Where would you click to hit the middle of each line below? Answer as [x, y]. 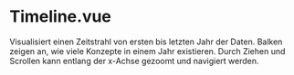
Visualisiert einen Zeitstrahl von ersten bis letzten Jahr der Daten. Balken [146, 42]
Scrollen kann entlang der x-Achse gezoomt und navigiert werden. [134, 61]
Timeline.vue [61, 17]
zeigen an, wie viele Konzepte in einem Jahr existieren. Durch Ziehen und [147, 51]
